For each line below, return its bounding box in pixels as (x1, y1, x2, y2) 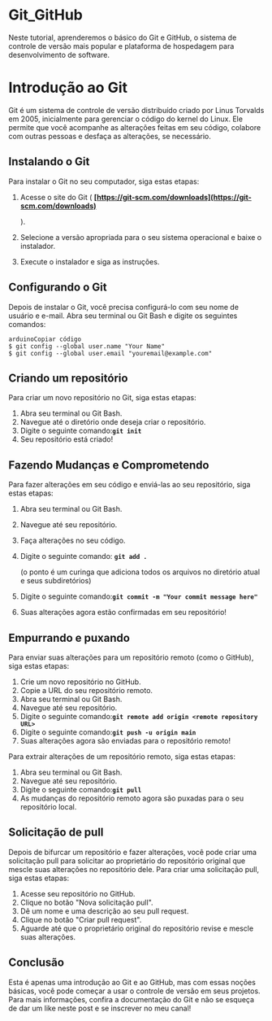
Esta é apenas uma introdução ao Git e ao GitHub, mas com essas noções (8, 977, 256, 987)
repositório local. (19, 801, 77, 811)
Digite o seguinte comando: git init (19, 425, 142, 436)
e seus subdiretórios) (19, 576, 92, 586)
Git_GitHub (8, 6, 84, 24)
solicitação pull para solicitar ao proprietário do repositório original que (8, 856, 246, 866)
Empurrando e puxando (8, 630, 130, 644)
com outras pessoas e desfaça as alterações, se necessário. (8, 131, 211, 141)
